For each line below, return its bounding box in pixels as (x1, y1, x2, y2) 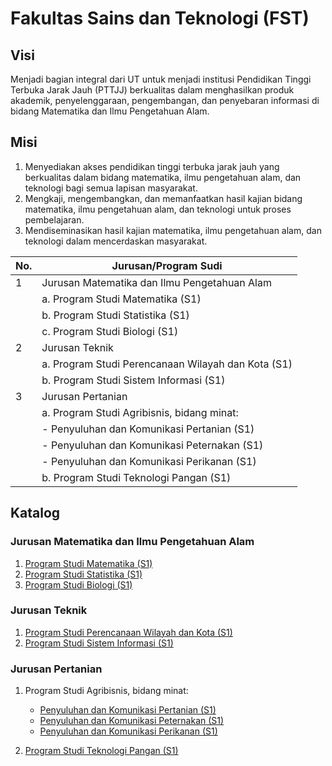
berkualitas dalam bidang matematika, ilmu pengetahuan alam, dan (24, 171, 302, 183)
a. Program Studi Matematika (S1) (41, 292, 202, 306)
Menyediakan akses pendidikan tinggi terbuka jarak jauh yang (24, 160, 280, 172)
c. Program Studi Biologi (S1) (41, 324, 179, 338)
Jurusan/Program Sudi (111, 258, 223, 272)
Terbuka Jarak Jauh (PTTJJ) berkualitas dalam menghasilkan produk (10, 84, 295, 96)
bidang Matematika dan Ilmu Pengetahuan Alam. (10, 105, 210, 117)
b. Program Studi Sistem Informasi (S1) (41, 373, 226, 387)
